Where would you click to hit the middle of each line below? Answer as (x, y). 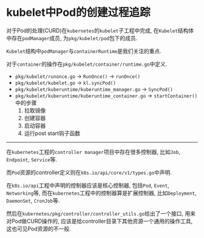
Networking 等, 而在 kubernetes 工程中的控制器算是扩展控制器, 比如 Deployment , (101, 193)
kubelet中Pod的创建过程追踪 (78, 12)
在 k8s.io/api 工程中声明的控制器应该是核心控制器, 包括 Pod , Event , (88, 185)
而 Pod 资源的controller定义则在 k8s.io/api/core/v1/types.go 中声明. (89, 172)
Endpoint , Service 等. (32, 159)
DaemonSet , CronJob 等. (33, 200)
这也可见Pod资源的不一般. (39, 228)
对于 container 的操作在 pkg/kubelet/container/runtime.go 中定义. (87, 64)
